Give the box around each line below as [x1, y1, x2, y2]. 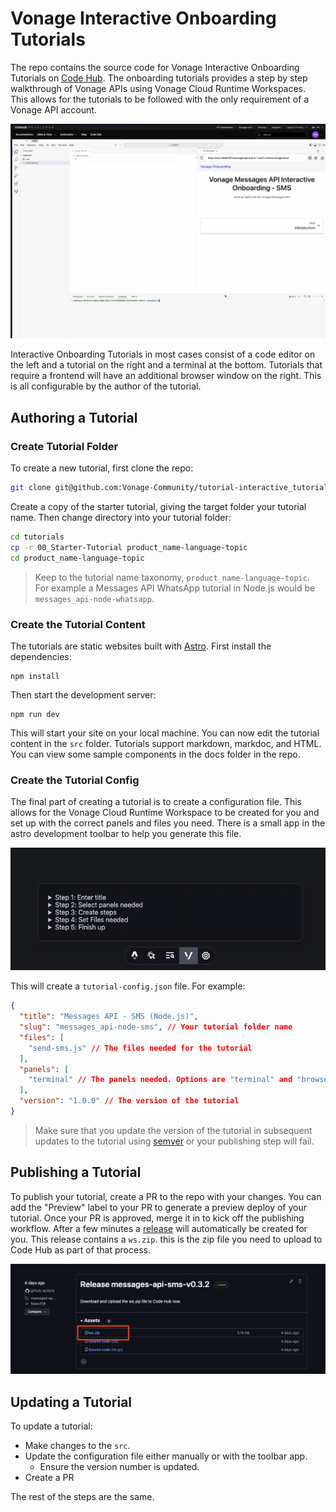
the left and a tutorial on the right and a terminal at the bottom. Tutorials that [10, 359, 323, 371]
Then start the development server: [10, 688, 157, 701]
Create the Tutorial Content [10, 617, 146, 631]
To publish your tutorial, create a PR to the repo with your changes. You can [10, 1190, 322, 1202]
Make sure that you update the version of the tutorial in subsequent [34, 1124, 313, 1136]
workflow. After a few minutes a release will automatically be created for [10, 1222, 308, 1234]
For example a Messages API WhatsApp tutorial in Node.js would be [34, 582, 316, 594]
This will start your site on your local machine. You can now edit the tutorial [10, 727, 320, 739]
